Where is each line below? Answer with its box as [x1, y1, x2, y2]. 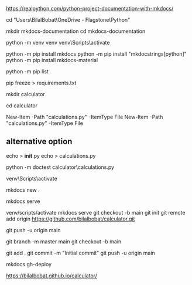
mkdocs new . [6, 186, 40, 193]
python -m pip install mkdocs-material [6, 57, 98, 63]
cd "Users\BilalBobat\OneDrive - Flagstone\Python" [6, 16, 131, 23]
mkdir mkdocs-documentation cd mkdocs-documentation [6, 28, 146, 35]
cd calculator [6, 102, 38, 109]
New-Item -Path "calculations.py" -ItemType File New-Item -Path [6, 114, 163, 120]
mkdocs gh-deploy [6, 260, 52, 267]
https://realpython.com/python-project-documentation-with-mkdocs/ [6, 5, 174, 12]
